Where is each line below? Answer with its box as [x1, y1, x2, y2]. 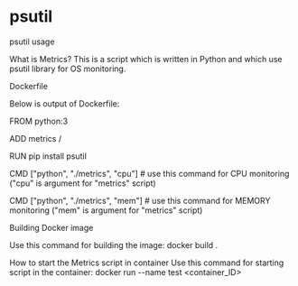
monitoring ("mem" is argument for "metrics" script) [9, 205, 203, 216]
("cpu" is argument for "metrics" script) [9, 178, 156, 189]
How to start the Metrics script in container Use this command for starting [9, 257, 284, 268]
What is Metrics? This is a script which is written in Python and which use [9, 53, 283, 64]
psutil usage [9, 36, 55, 47]
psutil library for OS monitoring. [9, 63, 126, 74]
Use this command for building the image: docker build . [9, 239, 219, 250]
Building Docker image [9, 222, 94, 233]
